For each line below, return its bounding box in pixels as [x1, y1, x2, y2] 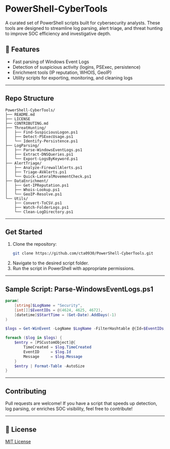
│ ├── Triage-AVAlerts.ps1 [5, 169, 67, 174]
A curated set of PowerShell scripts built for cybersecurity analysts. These [5, 20, 160, 26]
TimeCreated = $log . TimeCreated [23, 345, 92, 350]
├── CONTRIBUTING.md [5, 121, 49, 126]
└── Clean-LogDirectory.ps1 [14, 209, 73, 214]
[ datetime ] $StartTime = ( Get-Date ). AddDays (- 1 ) [14, 312, 116, 318]
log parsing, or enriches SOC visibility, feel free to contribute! [5, 406, 133, 412]
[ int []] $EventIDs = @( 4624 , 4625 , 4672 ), [14, 307, 103, 312]
